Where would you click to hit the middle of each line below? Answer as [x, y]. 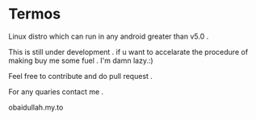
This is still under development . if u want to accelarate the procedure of [128, 52]
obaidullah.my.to [36, 107]
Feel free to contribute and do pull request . [81, 76]
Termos [35, 14]
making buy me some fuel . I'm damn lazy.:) [81, 60]
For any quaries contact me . [56, 91]
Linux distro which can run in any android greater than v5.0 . [109, 36]
